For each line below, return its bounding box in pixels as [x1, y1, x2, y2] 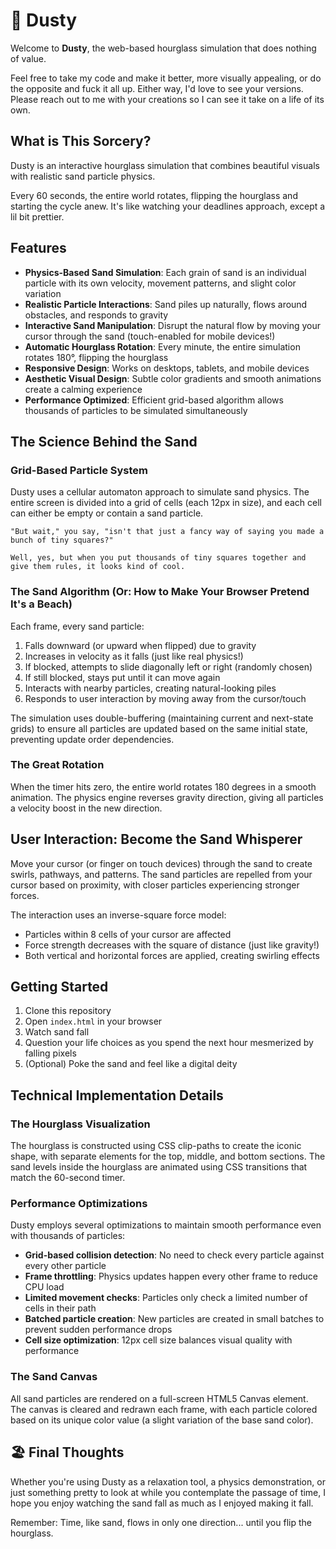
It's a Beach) [10, 597, 73, 611]
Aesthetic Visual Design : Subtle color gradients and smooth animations [24, 372, 322, 384]
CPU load [24, 1281, 65, 1293]
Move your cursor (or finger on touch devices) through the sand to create [10, 857, 313, 869]
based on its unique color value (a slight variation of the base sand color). [10, 1414, 314, 1426]
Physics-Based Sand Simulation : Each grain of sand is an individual [24, 266, 307, 278]
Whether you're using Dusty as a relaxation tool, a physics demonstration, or [10, 1475, 326, 1488]
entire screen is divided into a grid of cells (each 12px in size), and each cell [10, 497, 322, 509]
